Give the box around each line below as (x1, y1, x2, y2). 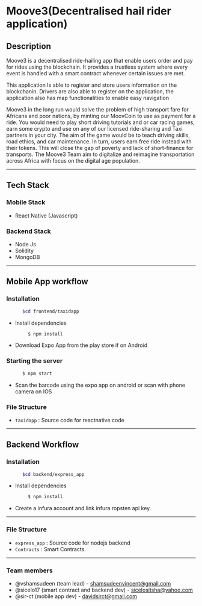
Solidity (14, 247, 34, 254)
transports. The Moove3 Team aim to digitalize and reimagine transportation (6, 151, 195, 158)
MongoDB (14, 253, 40, 260)
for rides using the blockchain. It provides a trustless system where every (6, 63, 188, 70)
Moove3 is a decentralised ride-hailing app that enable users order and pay (6, 57, 194, 64)
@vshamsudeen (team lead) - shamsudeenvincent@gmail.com (14, 579, 171, 587)
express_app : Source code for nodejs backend (14, 539, 130, 546)
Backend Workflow (6, 440, 79, 450)
